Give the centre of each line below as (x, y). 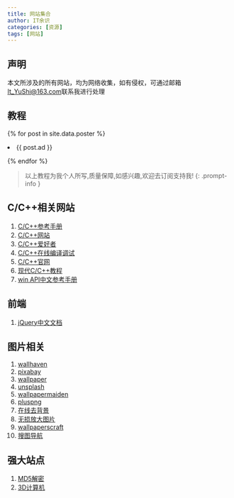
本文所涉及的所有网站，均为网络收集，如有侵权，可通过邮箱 (94, 83)
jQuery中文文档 (40, 322)
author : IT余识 (29, 21)
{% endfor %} (28, 161)
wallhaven (32, 364)
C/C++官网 (34, 261)
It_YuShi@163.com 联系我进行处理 (56, 92)
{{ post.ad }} (35, 147)
